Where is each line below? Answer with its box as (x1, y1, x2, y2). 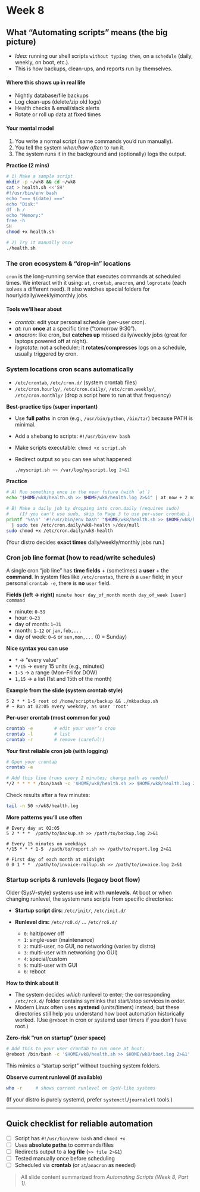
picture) (6, 36, 37, 46)
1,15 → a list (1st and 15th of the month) (14, 675, 112, 682)
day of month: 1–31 (14, 620, 61, 627)
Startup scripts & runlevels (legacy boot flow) (6, 875, 140, 883)
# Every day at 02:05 (6, 825, 60, 831)
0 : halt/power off (23, 930, 64, 937)
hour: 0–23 (14, 614, 40, 621)
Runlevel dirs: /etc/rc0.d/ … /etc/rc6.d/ (14, 919, 118, 926)
